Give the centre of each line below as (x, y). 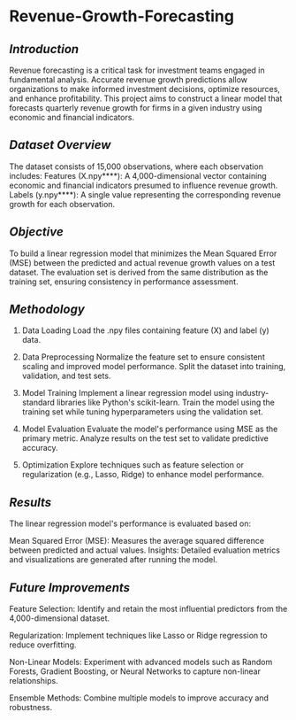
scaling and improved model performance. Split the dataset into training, (154, 367)
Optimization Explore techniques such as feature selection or (133, 465)
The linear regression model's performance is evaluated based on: (130, 523)
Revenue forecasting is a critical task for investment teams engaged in (137, 70)
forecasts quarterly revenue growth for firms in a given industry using (136, 108)
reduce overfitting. (43, 645)
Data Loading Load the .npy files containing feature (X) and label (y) (145, 330)
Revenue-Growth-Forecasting (121, 16)
